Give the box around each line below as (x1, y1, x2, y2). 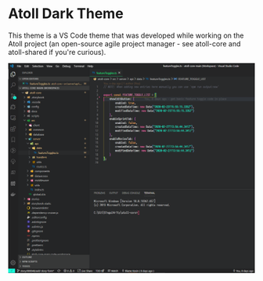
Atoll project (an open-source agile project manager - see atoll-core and (8, 38, 241, 48)
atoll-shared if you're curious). (8, 47, 106, 57)
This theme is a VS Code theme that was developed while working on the (8, 31, 244, 40)
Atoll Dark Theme (8, 5, 124, 23)
